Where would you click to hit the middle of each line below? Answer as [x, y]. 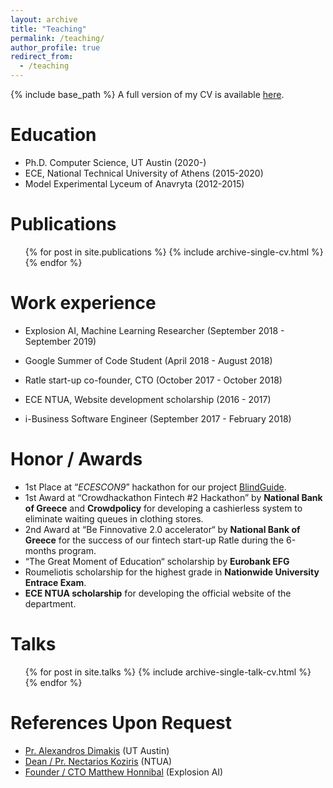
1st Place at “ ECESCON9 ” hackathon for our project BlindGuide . [155, 487]
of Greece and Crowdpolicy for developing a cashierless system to [163, 508]
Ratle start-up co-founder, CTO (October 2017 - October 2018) [153, 380]
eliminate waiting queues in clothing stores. [114, 518]
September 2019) [60, 341]
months [40, 550]
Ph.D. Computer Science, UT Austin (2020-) [115, 162]
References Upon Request [121, 722]
